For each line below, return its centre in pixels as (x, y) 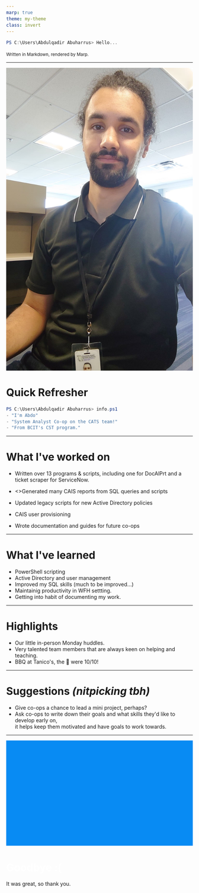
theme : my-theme (26, 19)
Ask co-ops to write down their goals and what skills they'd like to (95, 714)
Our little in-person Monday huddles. (60, 643)
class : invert (24, 25)
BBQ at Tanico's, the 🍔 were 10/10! (57, 662)
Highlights (32, 626)
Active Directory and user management (62, 578)
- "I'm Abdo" (22, 415)
